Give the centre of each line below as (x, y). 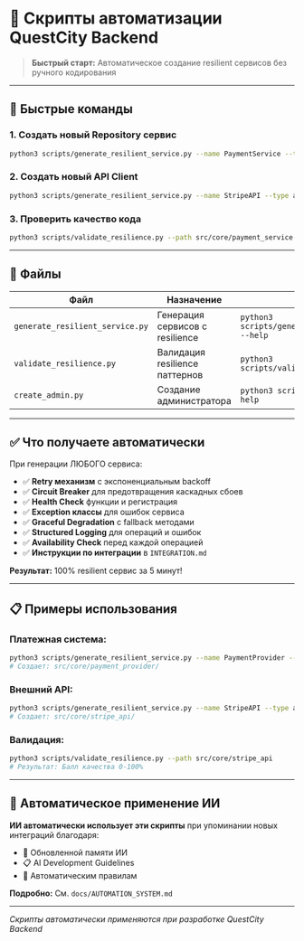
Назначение (195, 299)
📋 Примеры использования (94, 609)
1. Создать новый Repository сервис (93, 135)
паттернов (180, 374)
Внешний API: (42, 689)
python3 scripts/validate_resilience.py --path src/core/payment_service (152, 237)
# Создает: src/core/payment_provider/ (85, 667)
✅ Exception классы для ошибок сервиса (104, 512)
